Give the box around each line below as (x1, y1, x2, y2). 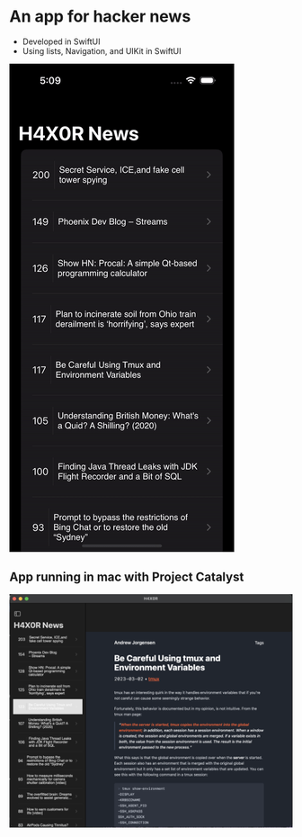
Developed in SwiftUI (22, 36, 101, 47)
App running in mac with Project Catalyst (9, 570, 244, 585)
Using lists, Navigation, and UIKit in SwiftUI (22, 45, 182, 56)
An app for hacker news (9, 6, 191, 27)
